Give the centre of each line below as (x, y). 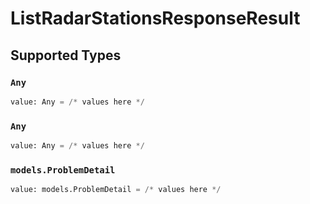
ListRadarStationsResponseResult (155, 18)
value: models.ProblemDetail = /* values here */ (116, 190)
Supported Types (66, 55)
